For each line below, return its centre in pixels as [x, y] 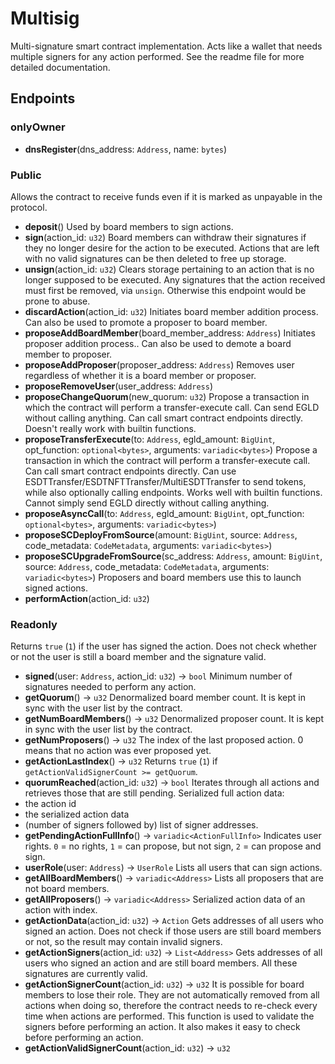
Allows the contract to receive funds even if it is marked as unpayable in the [166, 196]
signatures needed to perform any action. [110, 687]
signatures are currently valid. [86, 974]
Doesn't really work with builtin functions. [110, 428]
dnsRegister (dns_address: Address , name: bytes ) [126, 149]
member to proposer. [68, 354]
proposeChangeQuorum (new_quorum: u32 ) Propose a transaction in [167, 396]
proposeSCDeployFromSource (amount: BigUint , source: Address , [161, 534]
